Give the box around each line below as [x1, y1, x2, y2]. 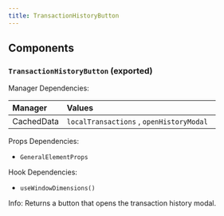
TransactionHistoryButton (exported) [8, 65, 153, 76]
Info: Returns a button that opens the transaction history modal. [8, 198, 217, 208]
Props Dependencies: [8, 137, 80, 146]
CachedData [12, 116, 60, 127]
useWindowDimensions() [19, 185, 96, 193]
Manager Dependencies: [8, 83, 89, 93]
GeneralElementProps [19, 154, 88, 162]
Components [8, 42, 74, 55]
